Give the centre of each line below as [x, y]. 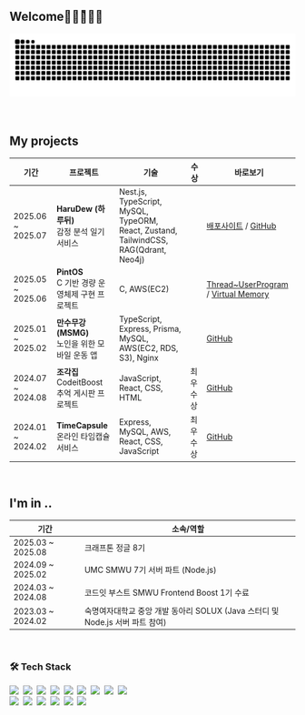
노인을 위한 [76, 343]
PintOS [69, 272]
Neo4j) [132, 259]
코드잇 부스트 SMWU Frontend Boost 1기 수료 [167, 592]
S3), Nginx [139, 357]
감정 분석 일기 [80, 232]
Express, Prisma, [150, 328]
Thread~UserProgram [247, 284]
